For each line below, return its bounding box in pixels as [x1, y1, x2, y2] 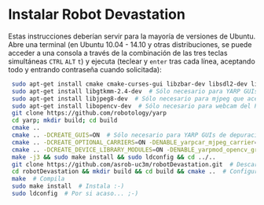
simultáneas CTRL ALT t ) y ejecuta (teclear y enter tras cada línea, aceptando [8, 57, 255, 66]
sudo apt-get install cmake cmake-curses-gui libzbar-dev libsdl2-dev [11, 80, 247, 88]
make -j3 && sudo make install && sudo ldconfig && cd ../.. [11, 153, 216, 161]
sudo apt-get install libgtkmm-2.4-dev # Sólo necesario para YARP [11, 87, 241, 95]
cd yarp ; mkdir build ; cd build [11, 116, 118, 125]
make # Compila [11, 175, 65, 183]
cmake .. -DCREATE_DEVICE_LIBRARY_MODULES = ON [11, 145, 163, 154]
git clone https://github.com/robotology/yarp [11, 109, 167, 117]
